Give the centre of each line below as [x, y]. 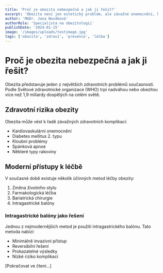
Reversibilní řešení [30, 246]
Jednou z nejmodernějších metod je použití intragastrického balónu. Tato [78, 226]
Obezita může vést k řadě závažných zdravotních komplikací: [66, 121]
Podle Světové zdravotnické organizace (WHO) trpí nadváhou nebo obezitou [81, 89]
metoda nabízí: [20, 231]
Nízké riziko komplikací [35, 256]
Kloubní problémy [30, 141]
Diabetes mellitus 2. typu [37, 136]
